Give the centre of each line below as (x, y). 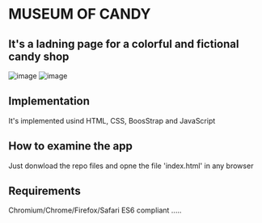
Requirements (44, 191)
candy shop (39, 56)
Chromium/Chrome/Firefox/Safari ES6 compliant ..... (95, 210)
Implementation (49, 101)
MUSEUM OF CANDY (80, 14)
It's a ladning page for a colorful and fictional (124, 44)
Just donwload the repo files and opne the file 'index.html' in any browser (131, 166)
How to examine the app (71, 146)
